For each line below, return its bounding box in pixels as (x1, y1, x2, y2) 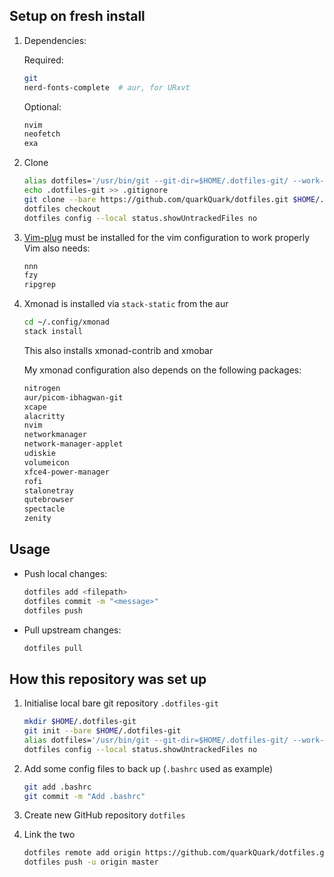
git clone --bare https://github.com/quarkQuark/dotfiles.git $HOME (23, 194, 316, 204)
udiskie (23, 449, 56, 459)
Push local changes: (23, 567, 108, 579)
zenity (23, 514, 52, 524)
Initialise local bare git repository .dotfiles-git (23, 697, 219, 709)
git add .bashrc (23, 782, 92, 792)
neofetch (23, 129, 61, 139)
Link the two (23, 829, 76, 841)
